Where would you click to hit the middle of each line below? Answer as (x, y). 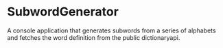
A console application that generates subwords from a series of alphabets (111, 30)
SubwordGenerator (63, 12)
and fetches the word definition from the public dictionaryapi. (94, 37)
